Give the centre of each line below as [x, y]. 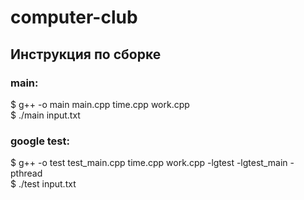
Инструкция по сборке [86, 54]
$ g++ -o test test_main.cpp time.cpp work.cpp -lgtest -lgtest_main [149, 163]
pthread [26, 173]
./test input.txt [47, 184]
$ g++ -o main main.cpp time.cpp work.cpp [100, 104]
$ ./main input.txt [45, 115]
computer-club [74, 17]
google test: [40, 141]
